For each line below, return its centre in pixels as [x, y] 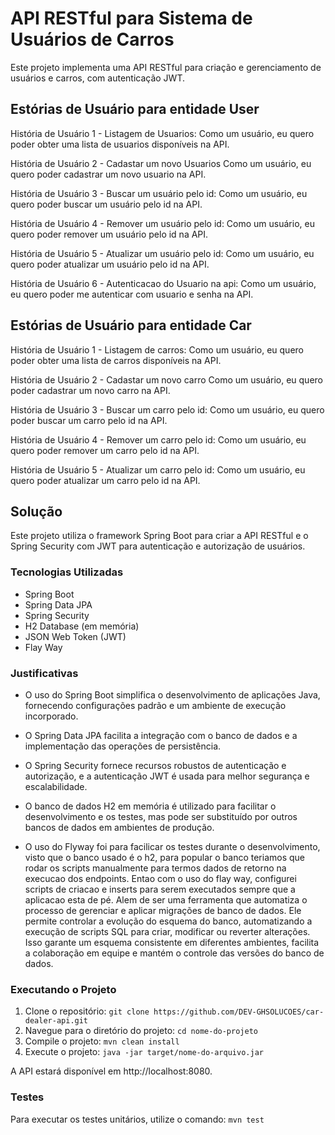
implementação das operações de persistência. [123, 746]
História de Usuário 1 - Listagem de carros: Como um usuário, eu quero [157, 349]
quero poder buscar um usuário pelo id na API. [106, 204]
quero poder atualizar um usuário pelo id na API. [110, 264]
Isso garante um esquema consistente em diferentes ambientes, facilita [172, 942]
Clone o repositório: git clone [87, 1011]
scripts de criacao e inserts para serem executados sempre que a [160, 889]
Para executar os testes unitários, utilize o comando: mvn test [137, 1119]
